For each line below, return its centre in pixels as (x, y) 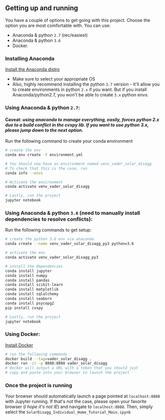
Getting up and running (42, 8)
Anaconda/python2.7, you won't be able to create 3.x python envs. (80, 95)
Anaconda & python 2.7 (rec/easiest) (50, 35)
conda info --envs (24, 173)
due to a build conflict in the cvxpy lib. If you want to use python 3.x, (77, 125)
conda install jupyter (28, 271)
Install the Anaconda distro (32, 70)
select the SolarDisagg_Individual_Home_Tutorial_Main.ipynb (68, 412)
